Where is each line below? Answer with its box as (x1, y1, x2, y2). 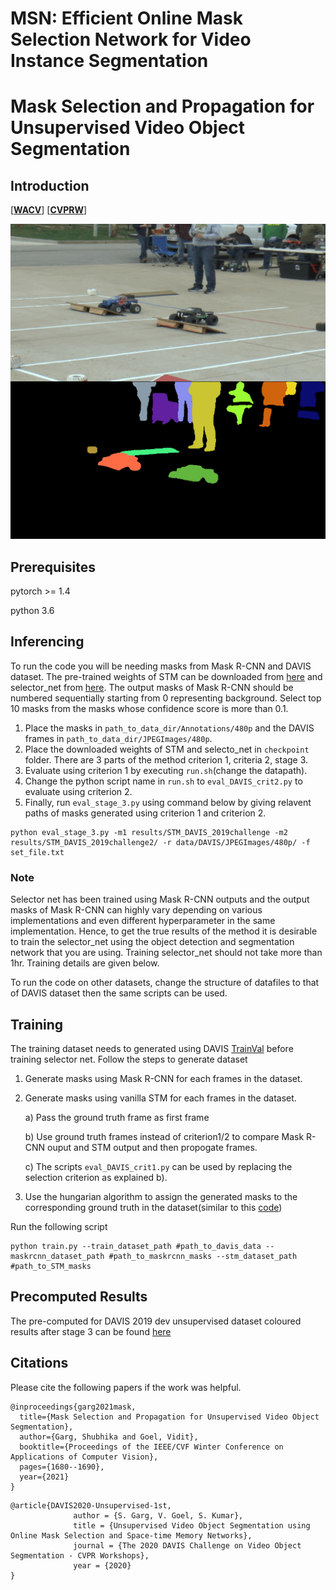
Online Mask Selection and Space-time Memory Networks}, (10, 1530, 253, 1541)
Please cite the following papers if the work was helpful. (10, 1381, 242, 1393)
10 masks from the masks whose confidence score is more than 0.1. (10, 702, 289, 714)
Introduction (10, 177, 90, 194)
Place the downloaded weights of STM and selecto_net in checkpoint (24, 743, 310, 755)
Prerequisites (10, 558, 96, 576)
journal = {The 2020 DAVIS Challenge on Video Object (73, 1540, 302, 1551)
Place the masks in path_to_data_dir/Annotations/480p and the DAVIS (24, 722, 315, 734)
